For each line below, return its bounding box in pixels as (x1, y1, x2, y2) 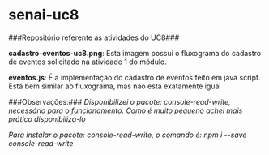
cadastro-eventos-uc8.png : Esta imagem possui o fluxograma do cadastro (8, 48, 262, 58)
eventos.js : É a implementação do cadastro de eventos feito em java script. (8, 72, 261, 82)
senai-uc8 (8, 6, 79, 24)
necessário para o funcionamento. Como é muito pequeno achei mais (8, 105, 243, 115)
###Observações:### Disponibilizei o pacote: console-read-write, (8, 97, 231, 106)
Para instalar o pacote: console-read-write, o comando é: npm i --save (8, 130, 247, 140)
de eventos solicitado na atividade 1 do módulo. (8, 57, 168, 67)
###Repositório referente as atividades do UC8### (8, 32, 180, 42)
